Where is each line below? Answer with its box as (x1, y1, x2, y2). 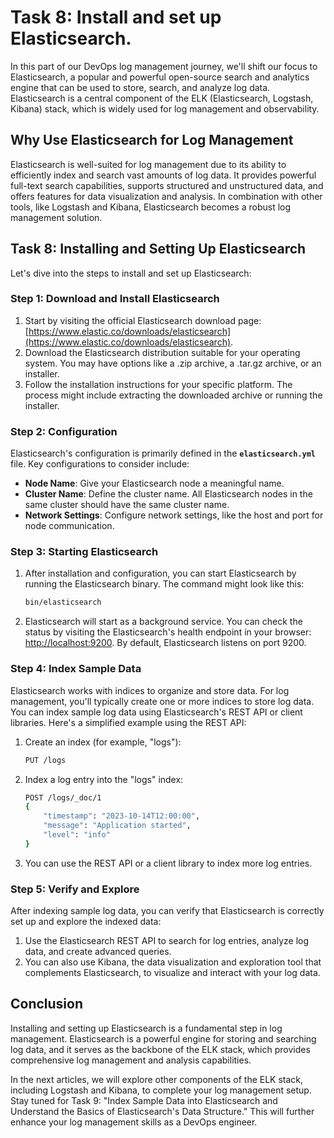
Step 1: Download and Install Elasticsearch (10, 292, 220, 306)
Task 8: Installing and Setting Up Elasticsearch (10, 241, 307, 258)
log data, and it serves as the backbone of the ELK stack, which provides (10, 1043, 311, 1055)
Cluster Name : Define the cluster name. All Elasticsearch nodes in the (24, 488, 313, 500)
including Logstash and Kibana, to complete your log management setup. (10, 1084, 312, 1096)
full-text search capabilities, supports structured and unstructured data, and (10, 179, 324, 191)
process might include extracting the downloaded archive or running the (24, 389, 323, 401)
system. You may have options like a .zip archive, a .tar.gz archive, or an (24, 357, 322, 369)
